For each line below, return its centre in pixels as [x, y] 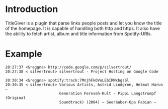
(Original [16, 98]
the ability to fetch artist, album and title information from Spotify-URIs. [79, 33]
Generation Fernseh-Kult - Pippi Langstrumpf [108, 93]
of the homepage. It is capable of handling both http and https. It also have [82, 28]
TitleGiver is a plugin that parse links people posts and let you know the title [83, 23]
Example [24, 54]
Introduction [32, 9]
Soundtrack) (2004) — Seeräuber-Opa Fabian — [108, 102]
